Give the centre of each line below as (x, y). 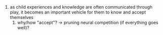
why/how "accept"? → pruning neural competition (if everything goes (88, 22)
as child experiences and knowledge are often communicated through (81, 7)
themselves (21, 17)
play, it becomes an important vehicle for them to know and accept (78, 12)
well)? (23, 28)
